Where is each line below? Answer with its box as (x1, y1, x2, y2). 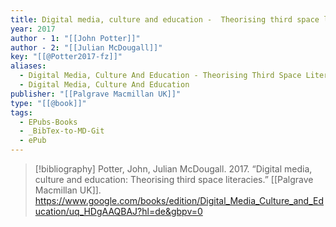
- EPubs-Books (19, 117, 78, 127)
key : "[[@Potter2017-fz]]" (10, 52, 123, 62)
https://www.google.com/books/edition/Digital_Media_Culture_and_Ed (34, 195, 325, 206)
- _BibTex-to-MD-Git (19, 126, 105, 136)
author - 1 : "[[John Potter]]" (10, 33, 141, 43)
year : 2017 (10, 24, 56, 34)
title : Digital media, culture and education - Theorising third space (10, 14, 320, 25)
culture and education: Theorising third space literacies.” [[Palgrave (34, 174, 314, 185)
